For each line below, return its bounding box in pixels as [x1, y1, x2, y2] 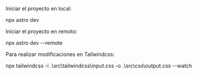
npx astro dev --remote [5, 40, 63, 46]
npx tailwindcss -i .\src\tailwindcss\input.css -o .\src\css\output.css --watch [5, 62, 193, 69]
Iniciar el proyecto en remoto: [5, 28, 78, 35]
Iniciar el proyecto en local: [5, 5, 72, 12]
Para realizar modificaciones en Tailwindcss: [5, 51, 115, 58]
